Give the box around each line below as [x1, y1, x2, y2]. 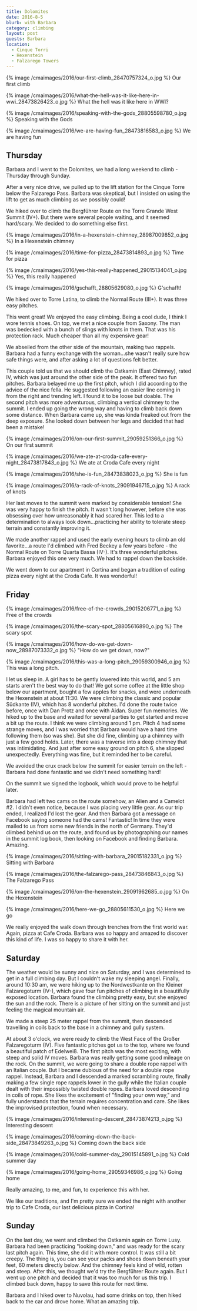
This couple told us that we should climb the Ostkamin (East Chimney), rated [6, 367, 192, 374]
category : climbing [6, 25, 54, 31]
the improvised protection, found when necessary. [6, 1104, 128, 1111]
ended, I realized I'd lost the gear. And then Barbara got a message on [6, 810, 176, 817]
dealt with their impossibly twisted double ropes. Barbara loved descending [6, 1085, 189, 1092]
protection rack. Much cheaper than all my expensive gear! [6, 332, 149, 339]
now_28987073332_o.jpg [6, 647, 68, 654]
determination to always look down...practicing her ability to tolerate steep [6, 519, 186, 526]
